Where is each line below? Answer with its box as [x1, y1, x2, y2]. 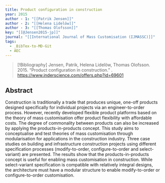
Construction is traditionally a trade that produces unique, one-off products [5, 99, 158, 105]
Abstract [5, 86, 33, 95]
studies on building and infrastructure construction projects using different [5, 141, 157, 147]
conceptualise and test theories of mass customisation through [5, 131, 133, 136]
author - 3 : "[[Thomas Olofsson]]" [5, 26, 78, 30]
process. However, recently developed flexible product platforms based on [5, 110, 157, 116]
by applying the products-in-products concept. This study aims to [5, 126, 139, 131]
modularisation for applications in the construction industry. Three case [5, 136, 150, 142]
